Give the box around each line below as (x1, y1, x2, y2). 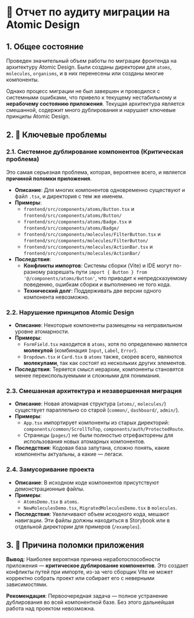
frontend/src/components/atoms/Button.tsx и (23, 205, 135, 212)
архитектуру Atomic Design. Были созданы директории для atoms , (6, 63, 172, 71)
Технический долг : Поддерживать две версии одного (23, 287, 161, 294)
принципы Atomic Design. (6, 113, 70, 120)
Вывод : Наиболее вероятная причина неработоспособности (6, 556, 161, 563)
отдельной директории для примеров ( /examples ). (14, 523, 141, 530)
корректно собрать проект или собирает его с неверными (6, 575, 155, 582)
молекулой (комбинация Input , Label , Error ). (23, 347, 138, 354)
